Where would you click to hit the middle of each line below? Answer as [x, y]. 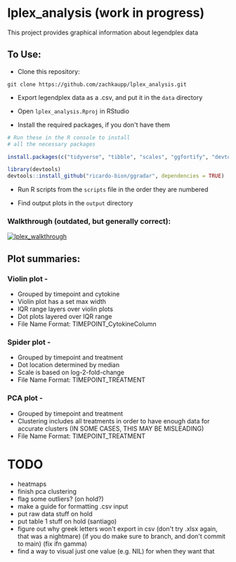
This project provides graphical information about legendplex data [103, 32]
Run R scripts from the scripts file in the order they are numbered [113, 190]
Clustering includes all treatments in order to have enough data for [113, 421]
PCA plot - [25, 398]
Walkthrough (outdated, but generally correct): [89, 222]
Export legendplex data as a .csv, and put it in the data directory [110, 97]
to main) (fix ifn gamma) [52, 544]
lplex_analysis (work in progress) [106, 13]
